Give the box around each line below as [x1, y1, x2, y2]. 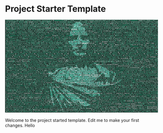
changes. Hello [5, 122, 35, 128]
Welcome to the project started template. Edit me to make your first [5, 117, 139, 123]
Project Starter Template [5, 3, 106, 15]
